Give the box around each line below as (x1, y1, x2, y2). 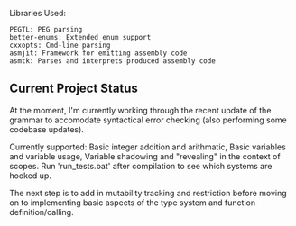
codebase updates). (9, 123, 84, 134)
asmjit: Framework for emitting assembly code (9, 49, 188, 58)
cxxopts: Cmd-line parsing (9, 41, 111, 50)
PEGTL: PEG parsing (9, 25, 83, 34)
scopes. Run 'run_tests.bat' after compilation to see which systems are (9, 160, 273, 171)
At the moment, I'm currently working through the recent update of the (9, 104, 272, 115)
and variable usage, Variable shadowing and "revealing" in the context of (9, 150, 282, 161)
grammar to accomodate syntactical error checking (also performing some (9, 114, 287, 125)
